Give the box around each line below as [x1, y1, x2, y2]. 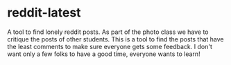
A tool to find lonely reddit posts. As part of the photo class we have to [7, 28, 209, 36]
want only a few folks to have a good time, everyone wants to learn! [7, 50, 200, 58]
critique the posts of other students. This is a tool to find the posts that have [7, 35, 224, 43]
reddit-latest [7, 5, 81, 21]
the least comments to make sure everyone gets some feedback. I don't [7, 42, 213, 50]
